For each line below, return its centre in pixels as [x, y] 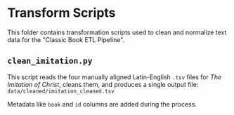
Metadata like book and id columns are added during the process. [102, 104]
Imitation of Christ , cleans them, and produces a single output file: [103, 84]
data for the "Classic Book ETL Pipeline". [66, 39]
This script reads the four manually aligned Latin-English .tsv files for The [115, 77]
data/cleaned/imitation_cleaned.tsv [61, 91]
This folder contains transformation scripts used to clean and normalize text [117, 32]
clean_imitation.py [50, 61]
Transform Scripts [61, 13]
